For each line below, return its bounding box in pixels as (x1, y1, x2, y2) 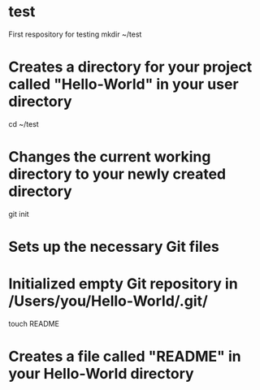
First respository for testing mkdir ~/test (8, 29, 142, 39)
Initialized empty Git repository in (8, 275, 238, 293)
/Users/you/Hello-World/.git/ (8, 292, 209, 310)
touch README (8, 318, 59, 328)
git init (8, 209, 30, 219)
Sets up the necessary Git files (8, 238, 219, 256)
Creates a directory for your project (8, 58, 253, 76)
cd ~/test (8, 119, 39, 128)
